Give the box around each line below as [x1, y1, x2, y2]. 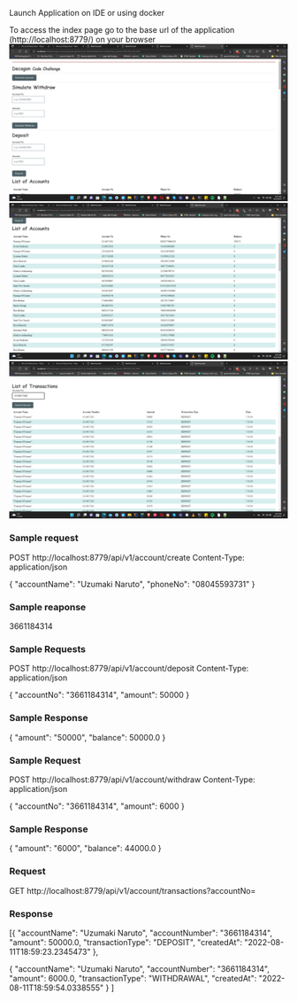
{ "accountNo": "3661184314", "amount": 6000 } [9, 801, 186, 811]
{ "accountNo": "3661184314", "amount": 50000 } [9, 690, 190, 701]
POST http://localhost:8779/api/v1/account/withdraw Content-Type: [9, 774, 255, 785]
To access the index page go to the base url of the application [9, 25, 235, 35]
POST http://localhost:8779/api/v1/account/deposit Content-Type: [9, 663, 249, 674]
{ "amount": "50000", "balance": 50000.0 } [9, 732, 166, 742]
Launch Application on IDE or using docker [9, 8, 165, 18]
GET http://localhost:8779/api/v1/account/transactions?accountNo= [9, 885, 256, 896]
